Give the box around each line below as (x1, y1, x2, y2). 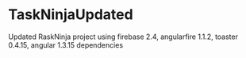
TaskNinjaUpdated (8, 6, 133, 24)
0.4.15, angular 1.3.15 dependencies (8, 40, 124, 49)
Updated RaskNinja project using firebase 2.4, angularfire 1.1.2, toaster (8, 32, 238, 41)
